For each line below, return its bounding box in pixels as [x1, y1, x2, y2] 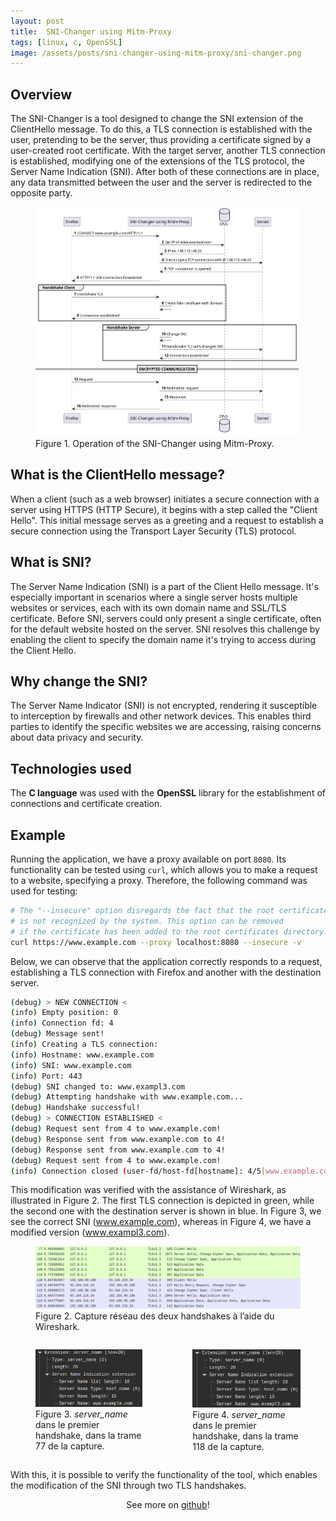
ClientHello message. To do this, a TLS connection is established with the [10, 123, 313, 135]
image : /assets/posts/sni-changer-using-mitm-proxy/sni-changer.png [10, 48, 302, 58]
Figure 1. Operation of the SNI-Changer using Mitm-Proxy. [35, 437, 275, 449]
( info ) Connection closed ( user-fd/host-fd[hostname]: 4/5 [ [10, 1166, 267, 1176]
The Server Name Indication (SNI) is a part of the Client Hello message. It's [10, 580, 319, 592]
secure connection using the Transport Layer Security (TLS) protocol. [10, 525, 297, 537]
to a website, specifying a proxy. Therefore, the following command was [10, 875, 308, 887]
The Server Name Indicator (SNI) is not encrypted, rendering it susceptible [10, 700, 318, 712]
